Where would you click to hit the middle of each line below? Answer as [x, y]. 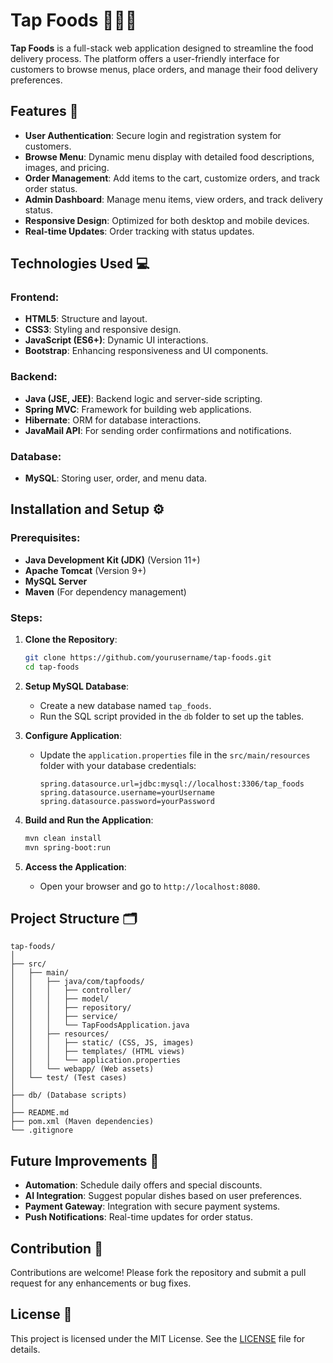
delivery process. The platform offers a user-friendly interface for [145, 58]
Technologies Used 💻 [80, 264]
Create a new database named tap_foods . [125, 705]
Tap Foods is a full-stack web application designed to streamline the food [162, 48]
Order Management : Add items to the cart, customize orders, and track [172, 178]
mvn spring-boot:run [67, 847]
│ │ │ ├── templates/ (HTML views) [98, 1052]
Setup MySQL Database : [77, 686]
